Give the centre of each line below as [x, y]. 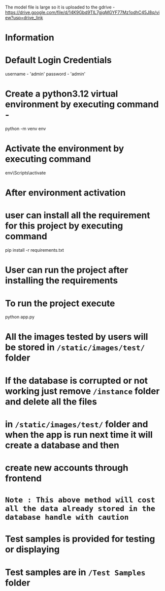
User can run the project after [67, 270]
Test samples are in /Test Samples [75, 572]
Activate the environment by [65, 149]
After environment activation [66, 193]
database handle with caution [67, 518]
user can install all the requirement [78, 215]
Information [30, 38]
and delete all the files [51, 401]
